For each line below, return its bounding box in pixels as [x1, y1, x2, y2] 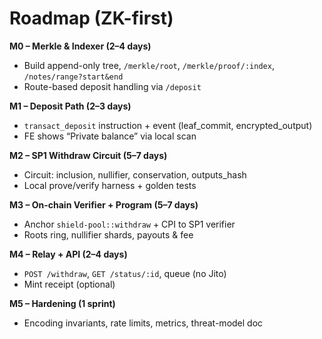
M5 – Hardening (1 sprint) [9, 297, 116, 309]
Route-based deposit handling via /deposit [23, 80, 202, 92]
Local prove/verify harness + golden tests [23, 179, 197, 191]
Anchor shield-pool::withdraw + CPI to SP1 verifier [23, 218, 236, 230]
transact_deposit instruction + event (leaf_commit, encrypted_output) [23, 119, 313, 131]
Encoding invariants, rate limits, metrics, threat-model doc [23, 317, 264, 329]
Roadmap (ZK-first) [9, 7, 174, 30]
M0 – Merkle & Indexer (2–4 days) [9, 40, 152, 52]
